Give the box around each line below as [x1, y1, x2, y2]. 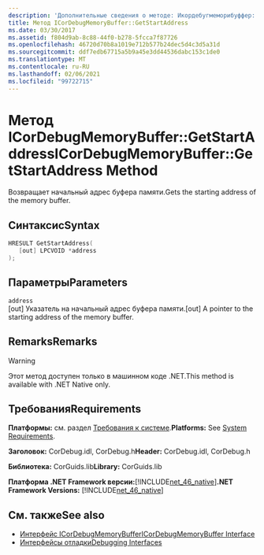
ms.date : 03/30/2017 [8, 26, 76, 34]
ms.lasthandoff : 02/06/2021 [8, 70, 101, 78]
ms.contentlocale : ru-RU [8, 63, 90, 71]
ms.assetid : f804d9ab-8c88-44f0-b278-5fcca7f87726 [8, 33, 178, 42]
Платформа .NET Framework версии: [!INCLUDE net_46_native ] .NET [8, 477, 234, 487]
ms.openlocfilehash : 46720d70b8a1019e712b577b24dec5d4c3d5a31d [8, 41, 221, 49]
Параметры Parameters [8, 276, 128, 290]
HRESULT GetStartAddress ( [8, 239, 93, 248]
